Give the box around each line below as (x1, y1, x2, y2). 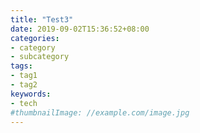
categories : (10, 33, 60, 43)
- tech (10, 98, 38, 108)
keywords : (10, 89, 52, 99)
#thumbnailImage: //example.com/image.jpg (10, 107, 190, 118)
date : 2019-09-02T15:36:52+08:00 (10, 24, 150, 34)
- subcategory (10, 52, 70, 62)
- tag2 (10, 80, 38, 90)
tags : (10, 61, 33, 71)
